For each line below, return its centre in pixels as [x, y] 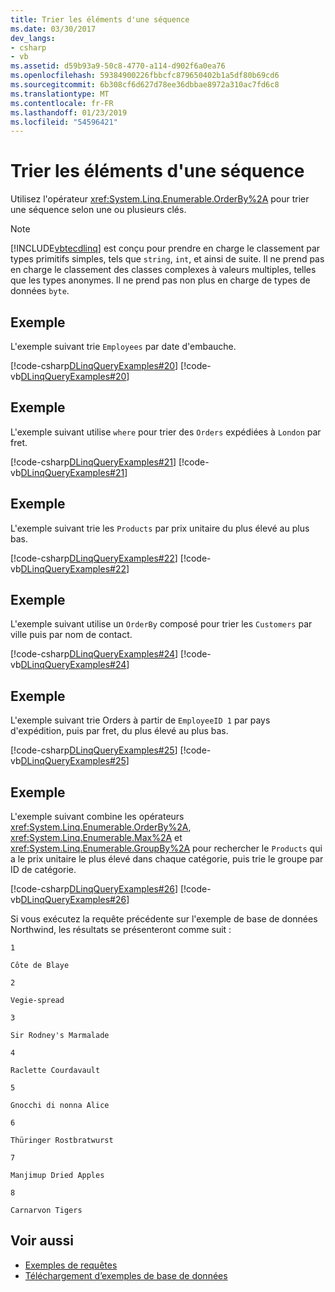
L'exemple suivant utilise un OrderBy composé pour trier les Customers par [161, 624]
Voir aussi [42, 1241]
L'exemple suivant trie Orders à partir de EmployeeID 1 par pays [140, 720]
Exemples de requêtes [71, 1265]
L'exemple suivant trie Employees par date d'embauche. [123, 346]
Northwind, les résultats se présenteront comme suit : [121, 930]
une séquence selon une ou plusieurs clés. [98, 210]
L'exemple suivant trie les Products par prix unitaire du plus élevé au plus [160, 528]
